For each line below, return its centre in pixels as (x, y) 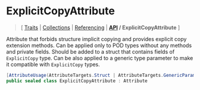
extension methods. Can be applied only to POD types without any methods (99, 45)
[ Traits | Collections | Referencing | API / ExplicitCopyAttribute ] (100, 27)
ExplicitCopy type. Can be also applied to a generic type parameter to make (100, 58)
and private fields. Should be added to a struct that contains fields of (90, 51)
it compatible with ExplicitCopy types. (53, 64)
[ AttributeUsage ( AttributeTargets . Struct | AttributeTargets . (85, 75)
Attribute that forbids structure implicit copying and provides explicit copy (96, 39)
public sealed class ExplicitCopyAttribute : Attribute (77, 81)
